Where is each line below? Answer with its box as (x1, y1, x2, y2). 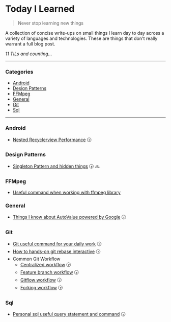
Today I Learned (5, 3, 75, 15)
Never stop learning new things (17, 20, 84, 26)
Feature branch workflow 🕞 (20, 269, 79, 275)
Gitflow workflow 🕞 (20, 277, 62, 283)
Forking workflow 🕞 (20, 284, 63, 290)
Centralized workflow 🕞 (20, 261, 71, 267)
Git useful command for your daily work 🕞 (12, 241, 102, 247)
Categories (5, 68, 34, 75)
